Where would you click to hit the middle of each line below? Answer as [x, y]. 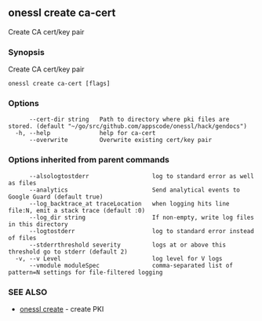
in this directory [38, 224]
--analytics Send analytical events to [135, 190]
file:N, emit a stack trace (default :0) [77, 210]
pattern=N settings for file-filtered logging [86, 272]
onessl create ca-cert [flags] [59, 84]
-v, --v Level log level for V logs [119, 258]
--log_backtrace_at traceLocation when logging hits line [129, 203]
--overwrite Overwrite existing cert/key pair [120, 140]
